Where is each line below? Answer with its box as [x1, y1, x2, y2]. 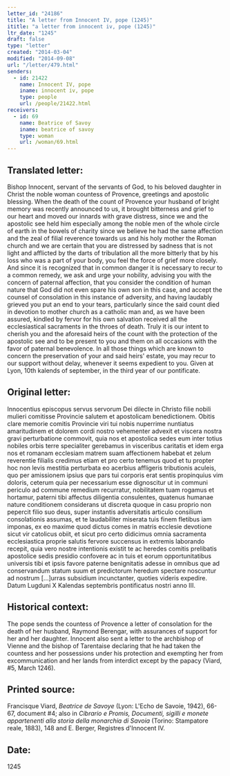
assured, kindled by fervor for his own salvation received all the [7, 315, 188, 323]
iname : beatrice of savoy [19, 126, 95, 133]
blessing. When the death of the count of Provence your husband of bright [7, 197, 220, 205]
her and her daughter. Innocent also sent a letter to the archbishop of [7, 634, 204, 643]
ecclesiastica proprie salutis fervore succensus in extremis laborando [7, 537, 205, 545]
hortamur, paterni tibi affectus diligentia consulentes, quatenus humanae [7, 492, 214, 501]
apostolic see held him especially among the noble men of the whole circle [7, 219, 220, 228]
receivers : [7, 107, 39, 113]
